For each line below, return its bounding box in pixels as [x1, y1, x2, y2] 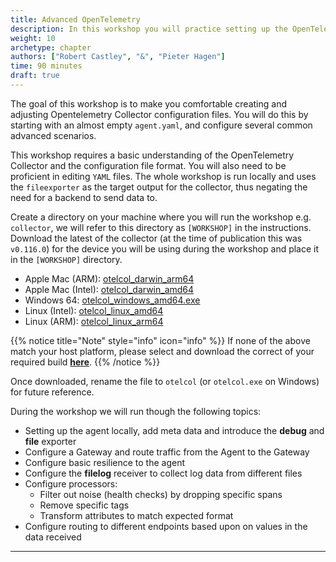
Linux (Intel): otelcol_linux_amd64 [24, 304, 164, 316]
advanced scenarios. [10, 129, 97, 141]
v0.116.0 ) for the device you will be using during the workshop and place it [10, 242, 320, 255]
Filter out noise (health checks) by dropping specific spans [39, 488, 283, 500]
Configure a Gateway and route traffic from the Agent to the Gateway [24, 446, 310, 458]
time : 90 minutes [10, 61, 83, 71]
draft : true [10, 71, 60, 81]
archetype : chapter [10, 42, 92, 53]
